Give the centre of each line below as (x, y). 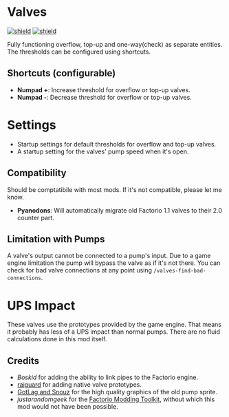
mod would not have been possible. (67, 407)
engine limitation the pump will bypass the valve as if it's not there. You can (114, 263)
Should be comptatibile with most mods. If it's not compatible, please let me (115, 189)
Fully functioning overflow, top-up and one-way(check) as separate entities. (115, 44)
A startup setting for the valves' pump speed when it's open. (103, 151)
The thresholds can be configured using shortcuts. (79, 52)
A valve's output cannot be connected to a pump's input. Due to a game (109, 256)
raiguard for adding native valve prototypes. (79, 385)
